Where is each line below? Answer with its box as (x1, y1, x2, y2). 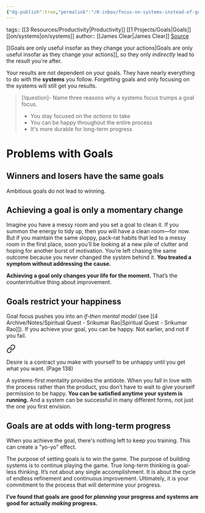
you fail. (6, 332, 26, 340)
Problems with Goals (6, 146, 113, 160)
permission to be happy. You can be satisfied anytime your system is (6, 390, 183, 397)
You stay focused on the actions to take (30, 112, 131, 119)
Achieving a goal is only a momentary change (6, 205, 184, 215)
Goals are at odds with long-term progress (6, 421, 171, 431)
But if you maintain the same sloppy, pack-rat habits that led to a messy (6, 234, 186, 242)
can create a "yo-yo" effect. (6, 443, 77, 451)
